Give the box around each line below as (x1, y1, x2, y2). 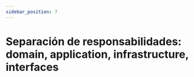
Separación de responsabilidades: (5, 34, 182, 48)
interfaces (5, 60, 59, 74)
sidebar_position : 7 (5, 8, 58, 15)
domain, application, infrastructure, (5, 48, 189, 61)
